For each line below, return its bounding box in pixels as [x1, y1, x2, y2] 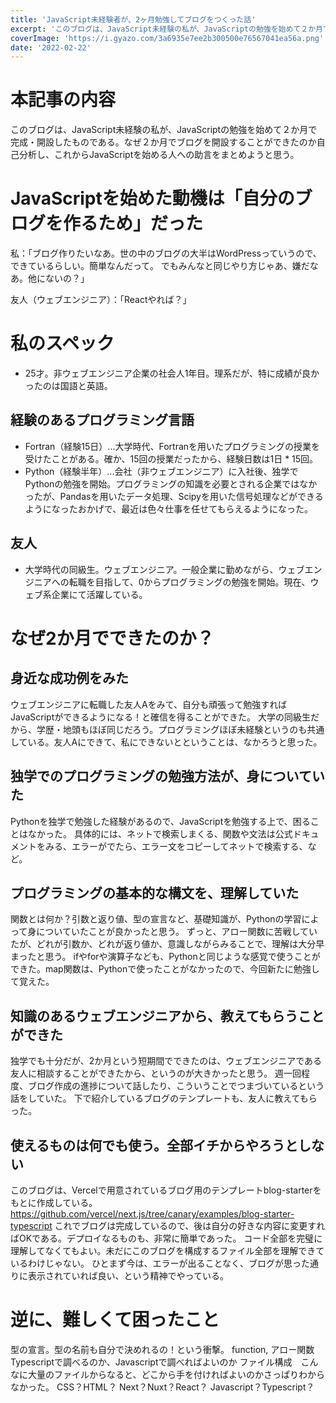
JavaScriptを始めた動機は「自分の [10, 187, 295, 210]
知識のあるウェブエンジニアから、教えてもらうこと [10, 1007, 325, 1025]
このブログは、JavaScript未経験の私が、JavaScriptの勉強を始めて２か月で [10, 124, 318, 136]
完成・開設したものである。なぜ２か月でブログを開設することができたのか [10, 136, 317, 148]
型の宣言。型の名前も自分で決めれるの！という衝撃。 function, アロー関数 [10, 1343, 315, 1355]
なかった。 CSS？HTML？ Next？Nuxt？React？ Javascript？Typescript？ [10, 1381, 315, 1393]
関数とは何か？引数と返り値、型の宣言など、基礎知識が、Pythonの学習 [10, 913, 302, 925]
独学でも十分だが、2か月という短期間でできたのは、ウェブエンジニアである [10, 1055, 323, 1067]
